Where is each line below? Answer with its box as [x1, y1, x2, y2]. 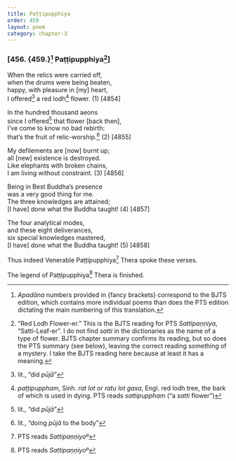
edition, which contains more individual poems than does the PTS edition [17, 298, 229, 307]
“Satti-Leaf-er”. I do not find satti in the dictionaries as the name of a [17, 327, 216, 335]
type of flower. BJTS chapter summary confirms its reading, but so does [17, 334, 227, 343]
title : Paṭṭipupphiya [7, 10, 71, 18]
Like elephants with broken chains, [7, 161, 107, 170]
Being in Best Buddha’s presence [7, 182, 103, 191]
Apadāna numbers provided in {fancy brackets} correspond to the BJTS [17, 291, 227, 299]
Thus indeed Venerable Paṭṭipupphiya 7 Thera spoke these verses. [7, 254, 198, 264]
